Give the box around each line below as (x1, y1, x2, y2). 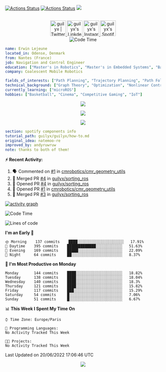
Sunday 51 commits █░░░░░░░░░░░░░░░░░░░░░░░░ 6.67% (5, 297, 140, 302)
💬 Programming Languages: (5, 326, 58, 331)
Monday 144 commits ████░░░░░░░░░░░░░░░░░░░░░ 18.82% (5, 271, 142, 276)
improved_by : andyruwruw (5, 143, 56, 148)
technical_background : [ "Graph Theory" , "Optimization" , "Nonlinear (5, 83, 149, 88)
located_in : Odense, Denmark (5, 51, 65, 56)
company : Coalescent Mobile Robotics (5, 69, 83, 74)
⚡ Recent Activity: (5, 157, 43, 163)
